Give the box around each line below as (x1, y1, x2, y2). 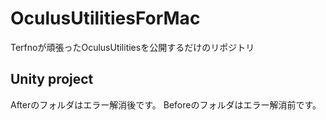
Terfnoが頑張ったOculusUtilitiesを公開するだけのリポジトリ (10, 41, 255, 53)
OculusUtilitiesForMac (10, 7, 201, 30)
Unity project (10, 71, 94, 88)
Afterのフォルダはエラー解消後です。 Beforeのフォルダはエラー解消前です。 (10, 98, 322, 111)
